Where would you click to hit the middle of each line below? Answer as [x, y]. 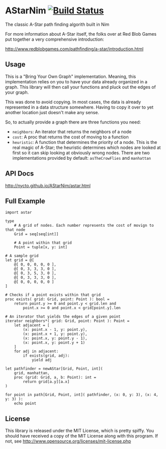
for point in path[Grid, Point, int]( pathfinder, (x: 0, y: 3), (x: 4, [82, 395]
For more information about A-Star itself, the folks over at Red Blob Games [81, 34]
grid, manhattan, [32, 373]
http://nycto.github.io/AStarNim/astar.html [48, 186]
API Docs [20, 174]
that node [15, 230]
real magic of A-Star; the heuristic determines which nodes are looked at [86, 147]
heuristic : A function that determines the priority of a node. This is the [85, 142]
